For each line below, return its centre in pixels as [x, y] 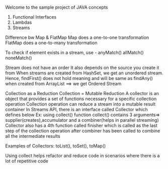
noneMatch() [19, 58]
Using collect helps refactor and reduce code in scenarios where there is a [82, 156]
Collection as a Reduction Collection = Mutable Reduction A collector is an [82, 93]
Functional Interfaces [34, 17]
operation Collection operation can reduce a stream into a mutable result [80, 104]
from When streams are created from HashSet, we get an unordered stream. [84, 73]
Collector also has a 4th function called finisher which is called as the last [81, 125]
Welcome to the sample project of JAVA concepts [57, 7]
